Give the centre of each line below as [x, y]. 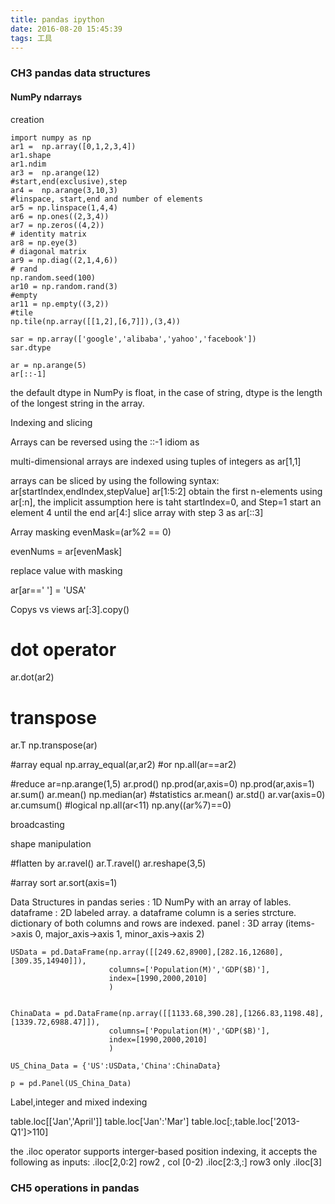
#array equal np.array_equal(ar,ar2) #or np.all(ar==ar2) [123, 765]
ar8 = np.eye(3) [44, 242]
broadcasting [37, 825]
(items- [299, 923]
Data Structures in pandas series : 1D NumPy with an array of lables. [151, 902]
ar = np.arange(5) [48, 365]
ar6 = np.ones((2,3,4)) [60, 216]
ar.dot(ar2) [32, 677]
